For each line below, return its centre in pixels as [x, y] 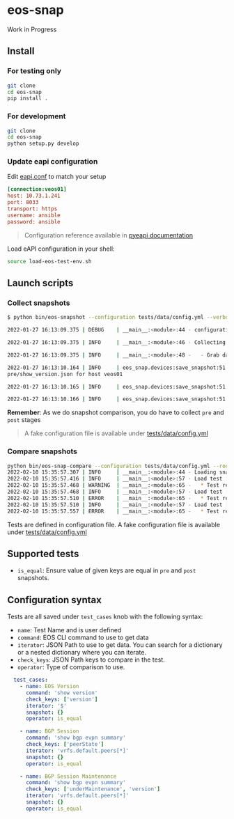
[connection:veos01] [37, 189]
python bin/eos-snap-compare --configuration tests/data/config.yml [109, 466]
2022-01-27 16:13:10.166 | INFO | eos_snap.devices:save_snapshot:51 [117, 399]
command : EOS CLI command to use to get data [83, 638]
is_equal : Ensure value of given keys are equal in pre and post [107, 570]
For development [37, 116]
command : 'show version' [62, 693]
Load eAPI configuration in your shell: [61, 249]
